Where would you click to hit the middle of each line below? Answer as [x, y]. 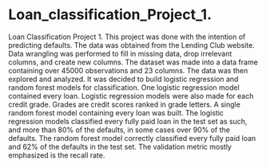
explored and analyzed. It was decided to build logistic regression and [123, 79]
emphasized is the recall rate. [57, 155]
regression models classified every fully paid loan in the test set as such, [128, 121]
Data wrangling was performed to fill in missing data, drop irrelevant [120, 53]
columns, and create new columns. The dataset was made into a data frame [133, 62]
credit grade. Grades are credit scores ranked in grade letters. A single [125, 104]
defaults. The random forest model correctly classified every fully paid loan [132, 138]
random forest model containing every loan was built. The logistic [116, 112]
